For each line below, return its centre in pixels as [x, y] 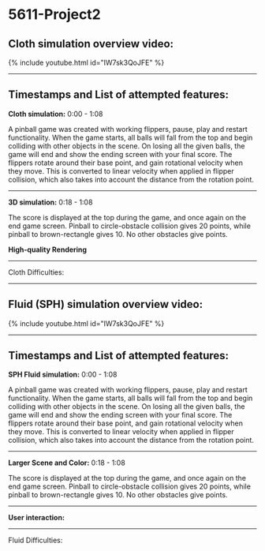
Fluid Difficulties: [35, 540]
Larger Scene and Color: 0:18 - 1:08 [67, 463]
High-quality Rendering [48, 249]
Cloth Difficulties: [36, 272]
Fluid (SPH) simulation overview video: [106, 304]
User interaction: [37, 518]
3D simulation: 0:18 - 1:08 [50, 202]
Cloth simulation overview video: [91, 44]
